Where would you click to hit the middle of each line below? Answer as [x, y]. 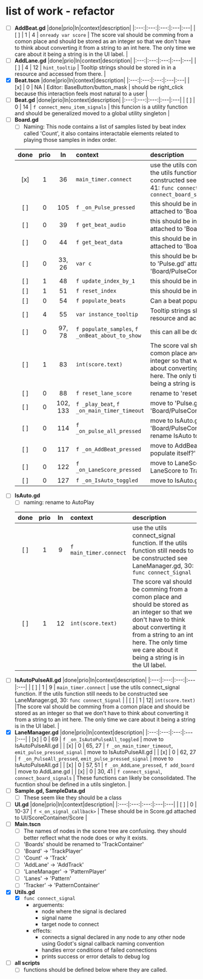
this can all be [170, 332]
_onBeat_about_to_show [109, 336]
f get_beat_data [99, 243]
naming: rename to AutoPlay [59, 502]
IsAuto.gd [27, 496]
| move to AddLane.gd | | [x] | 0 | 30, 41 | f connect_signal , [88, 771]
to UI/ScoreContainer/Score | [51, 818]
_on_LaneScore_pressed [109, 470]
